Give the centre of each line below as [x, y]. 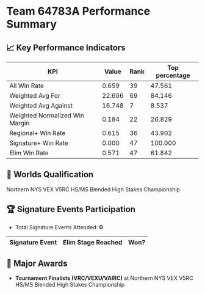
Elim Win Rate [29, 153]
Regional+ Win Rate [38, 133]
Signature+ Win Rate [39, 143]
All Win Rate [27, 86]
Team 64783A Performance [78, 11]
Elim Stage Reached [93, 242]
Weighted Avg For [35, 96]
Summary [31, 24]
